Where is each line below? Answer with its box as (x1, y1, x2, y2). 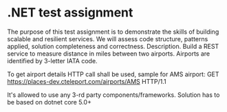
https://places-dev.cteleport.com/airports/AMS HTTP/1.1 (7, 77, 166, 85)
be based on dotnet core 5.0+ (7, 98, 91, 106)
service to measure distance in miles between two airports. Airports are (7, 49, 210, 58)
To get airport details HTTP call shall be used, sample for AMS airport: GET (7, 70, 219, 78)
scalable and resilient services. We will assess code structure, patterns (7, 34, 208, 43)
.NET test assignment (7, 5, 133, 21)
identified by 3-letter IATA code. (7, 56, 98, 65)
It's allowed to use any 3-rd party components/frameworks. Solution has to (7, 91, 220, 99)
